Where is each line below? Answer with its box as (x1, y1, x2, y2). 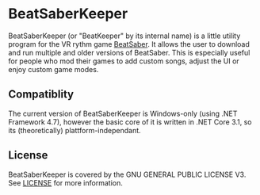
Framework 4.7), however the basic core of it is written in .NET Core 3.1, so (8, 117, 252, 127)
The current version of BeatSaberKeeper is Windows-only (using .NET (8, 109, 238, 118)
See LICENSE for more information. (8, 178, 123, 187)
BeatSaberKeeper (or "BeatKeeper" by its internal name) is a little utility (8, 31, 241, 40)
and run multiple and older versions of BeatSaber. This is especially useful (8, 48, 250, 57)
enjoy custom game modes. (8, 64, 99, 74)
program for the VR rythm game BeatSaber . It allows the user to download (8, 39, 250, 48)
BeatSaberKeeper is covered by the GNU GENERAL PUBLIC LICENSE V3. (8, 170, 247, 179)
